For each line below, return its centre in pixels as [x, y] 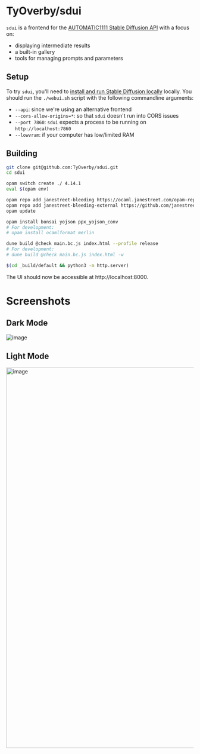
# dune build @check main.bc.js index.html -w [65, 255]
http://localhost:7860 [43, 129]
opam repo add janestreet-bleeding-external [62, 205]
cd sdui [16, 173]
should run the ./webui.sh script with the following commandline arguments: [100, 97]
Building [22, 154]
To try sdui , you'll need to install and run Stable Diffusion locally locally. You [99, 91]
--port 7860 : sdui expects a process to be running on [81, 122]
